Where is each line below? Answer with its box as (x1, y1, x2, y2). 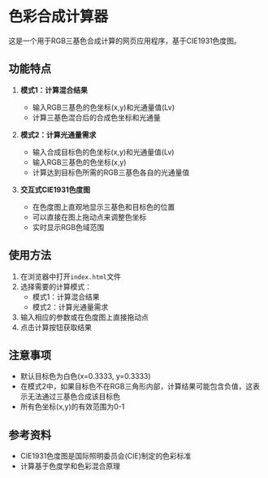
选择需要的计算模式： (19, 281, 92, 291)
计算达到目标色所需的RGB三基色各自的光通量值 (32, 167, 190, 177)
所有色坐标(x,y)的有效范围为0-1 (19, 402, 125, 411)
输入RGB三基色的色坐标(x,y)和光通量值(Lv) (32, 102, 175, 112)
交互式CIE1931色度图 (19, 185, 91, 194)
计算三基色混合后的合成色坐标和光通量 (32, 112, 161, 122)
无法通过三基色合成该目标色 (27, 392, 120, 402)
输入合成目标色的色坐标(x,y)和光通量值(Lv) (32, 147, 175, 157)
